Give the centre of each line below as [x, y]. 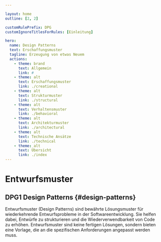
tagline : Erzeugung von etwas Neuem [47, 54]
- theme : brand [29, 64]
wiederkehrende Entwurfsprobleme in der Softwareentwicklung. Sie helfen [80, 214]
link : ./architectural [41, 128]
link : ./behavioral [38, 114]
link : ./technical [37, 141]
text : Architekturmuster [43, 123]
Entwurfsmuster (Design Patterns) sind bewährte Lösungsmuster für [74, 209]
